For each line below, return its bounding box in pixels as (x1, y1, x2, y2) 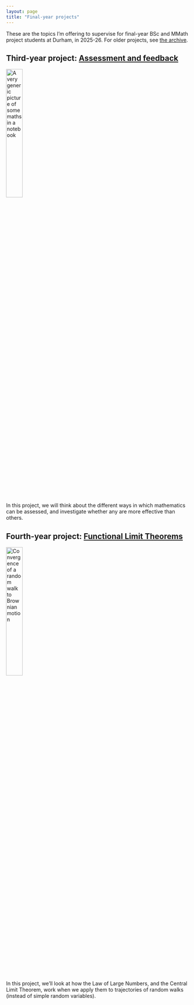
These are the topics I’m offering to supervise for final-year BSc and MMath (6, 30, 188, 37)
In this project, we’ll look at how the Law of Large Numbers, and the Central (6, 980, 188, 987)
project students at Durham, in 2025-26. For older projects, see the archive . (6, 36, 188, 43)
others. (6, 514, 23, 522)
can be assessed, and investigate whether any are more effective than (6, 508, 175, 515)
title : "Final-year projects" (6, 14, 80, 20)
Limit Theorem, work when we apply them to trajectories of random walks (6, 986, 184, 993)
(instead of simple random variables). (6, 993, 96, 1000)
